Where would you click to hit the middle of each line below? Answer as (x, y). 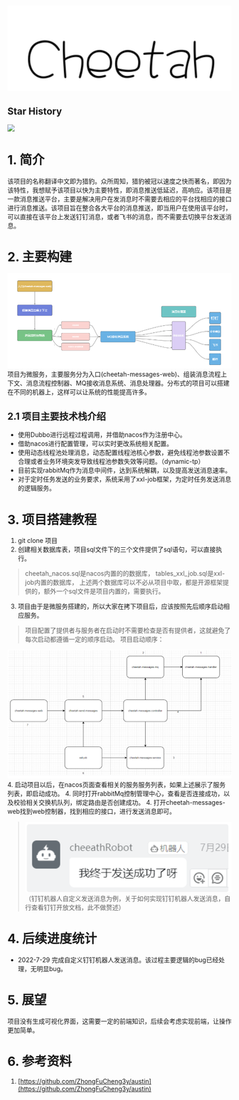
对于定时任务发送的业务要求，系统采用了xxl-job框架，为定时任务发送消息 (124, 480)
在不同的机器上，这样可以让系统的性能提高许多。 (79, 392)
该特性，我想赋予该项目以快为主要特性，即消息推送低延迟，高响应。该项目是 (119, 190)
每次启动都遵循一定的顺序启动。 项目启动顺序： (94, 640)
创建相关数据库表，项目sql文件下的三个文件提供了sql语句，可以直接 (117, 549)
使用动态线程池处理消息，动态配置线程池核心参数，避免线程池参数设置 (121, 453)
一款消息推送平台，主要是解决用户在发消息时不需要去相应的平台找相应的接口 (119, 199)
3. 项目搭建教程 (52, 520)
